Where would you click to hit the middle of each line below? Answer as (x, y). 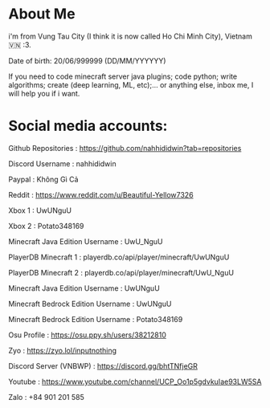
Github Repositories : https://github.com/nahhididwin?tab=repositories (125, 148)
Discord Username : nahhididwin (62, 163)
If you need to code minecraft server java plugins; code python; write (123, 76)
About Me (42, 14)
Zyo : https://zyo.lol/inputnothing (63, 350)
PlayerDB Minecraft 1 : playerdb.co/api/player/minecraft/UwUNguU (119, 257)
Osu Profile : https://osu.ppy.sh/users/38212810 (88, 335)
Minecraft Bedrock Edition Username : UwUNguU (90, 304)
